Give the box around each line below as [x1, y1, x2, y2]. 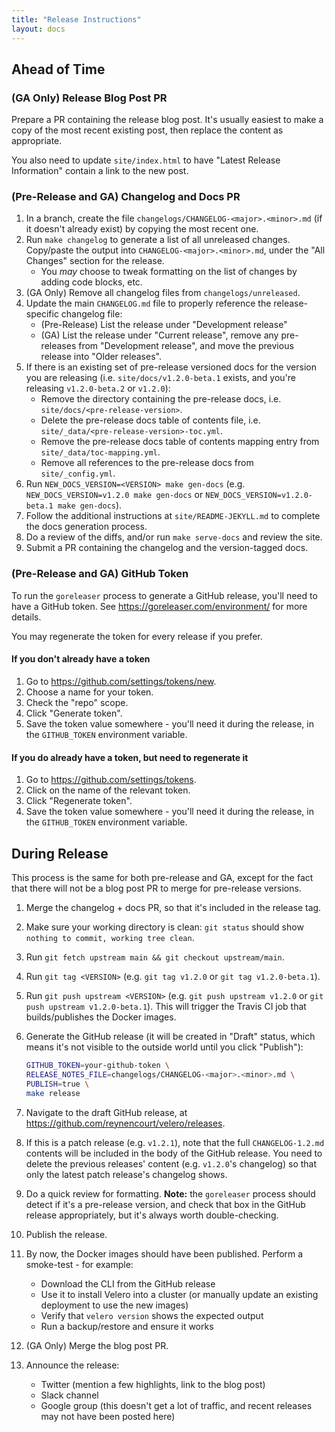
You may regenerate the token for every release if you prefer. [11, 630, 263, 642]
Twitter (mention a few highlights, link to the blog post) [40, 1378, 266, 1390]
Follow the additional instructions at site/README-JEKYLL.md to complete [25, 510, 321, 522]
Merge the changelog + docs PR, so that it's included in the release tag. [25, 902, 322, 913]
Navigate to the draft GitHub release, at [25, 1106, 188, 1118]
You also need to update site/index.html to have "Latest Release [11, 154, 281, 166]
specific [25, 308, 59, 320]
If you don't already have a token [11, 653, 151, 665]
